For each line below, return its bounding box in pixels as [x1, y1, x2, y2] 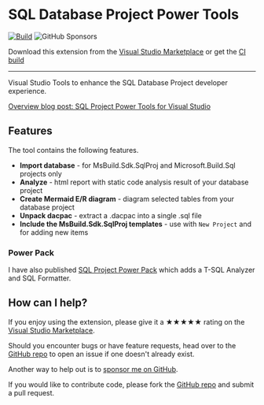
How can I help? [8, 296, 88, 310]
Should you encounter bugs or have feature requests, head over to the [8, 340, 236, 350]
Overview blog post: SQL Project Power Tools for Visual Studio [8, 101, 211, 111]
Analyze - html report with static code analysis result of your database [19, 177, 249, 187]
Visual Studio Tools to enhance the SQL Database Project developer [8, 77, 228, 87]
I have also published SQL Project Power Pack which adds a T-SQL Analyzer [8, 266, 255, 275]
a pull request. [8, 388, 55, 397]
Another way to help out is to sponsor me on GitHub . [8, 364, 178, 373]
